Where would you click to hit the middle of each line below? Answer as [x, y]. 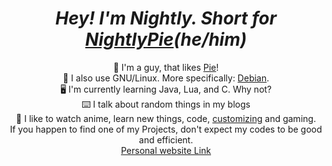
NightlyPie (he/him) [166, 39]
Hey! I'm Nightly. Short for [166, 18]
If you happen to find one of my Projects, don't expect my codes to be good [166, 129]
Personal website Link [166, 150]
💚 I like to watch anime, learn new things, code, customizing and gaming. [166, 118]
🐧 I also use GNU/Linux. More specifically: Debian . [166, 78]
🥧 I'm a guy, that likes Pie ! [166, 67]
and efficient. [166, 139]
